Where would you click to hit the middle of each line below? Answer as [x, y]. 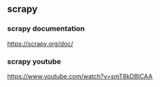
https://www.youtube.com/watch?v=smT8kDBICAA [80, 76]
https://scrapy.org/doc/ [40, 43]
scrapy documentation [46, 29]
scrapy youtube [34, 61]
